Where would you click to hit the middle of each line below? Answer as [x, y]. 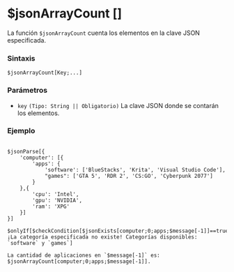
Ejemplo [21, 131]
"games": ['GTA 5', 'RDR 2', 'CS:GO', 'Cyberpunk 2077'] [129, 176]
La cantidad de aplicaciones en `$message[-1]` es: [84, 255]
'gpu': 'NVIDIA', [57, 200]
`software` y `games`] [40, 243]
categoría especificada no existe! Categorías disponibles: [109, 237]
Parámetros [27, 91]
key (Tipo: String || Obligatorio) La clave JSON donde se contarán [118, 105]
